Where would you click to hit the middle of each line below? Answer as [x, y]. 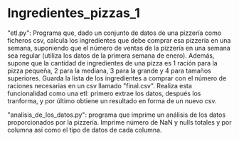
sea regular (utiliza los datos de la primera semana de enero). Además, [111, 56]
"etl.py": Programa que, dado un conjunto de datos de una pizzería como [115, 33]
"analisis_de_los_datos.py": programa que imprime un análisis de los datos [117, 115]
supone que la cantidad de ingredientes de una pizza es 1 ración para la [113, 63]
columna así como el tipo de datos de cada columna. [85, 130]
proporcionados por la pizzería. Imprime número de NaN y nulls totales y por [119, 122]
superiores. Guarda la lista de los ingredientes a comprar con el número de [117, 78]
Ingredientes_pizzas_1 [74, 13]
